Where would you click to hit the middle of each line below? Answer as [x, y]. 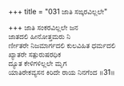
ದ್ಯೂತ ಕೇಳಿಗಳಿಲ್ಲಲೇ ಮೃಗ [38, 63]
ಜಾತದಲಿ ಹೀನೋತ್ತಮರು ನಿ [40, 36]
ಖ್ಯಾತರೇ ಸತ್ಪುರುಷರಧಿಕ [35, 54]
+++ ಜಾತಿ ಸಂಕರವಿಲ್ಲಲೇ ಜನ [43, 27]
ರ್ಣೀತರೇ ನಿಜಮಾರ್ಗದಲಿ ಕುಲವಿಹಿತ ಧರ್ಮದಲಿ [62, 45]
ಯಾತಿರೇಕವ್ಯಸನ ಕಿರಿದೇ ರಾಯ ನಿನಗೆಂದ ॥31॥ [62, 72]
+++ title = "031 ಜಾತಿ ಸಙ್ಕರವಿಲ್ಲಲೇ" [58, 12]
